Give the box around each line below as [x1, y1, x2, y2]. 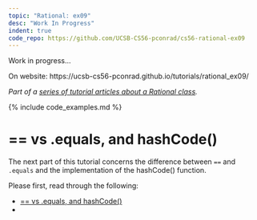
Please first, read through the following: [8, 181, 139, 190]
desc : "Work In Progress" [8, 19, 94, 27]
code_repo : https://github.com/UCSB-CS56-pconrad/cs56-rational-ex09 [8, 34, 246, 42]
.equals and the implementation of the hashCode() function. [8, 166, 207, 175]
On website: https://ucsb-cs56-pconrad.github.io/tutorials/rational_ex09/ [8, 71, 250, 81]
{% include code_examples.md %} [8, 102, 122, 112]
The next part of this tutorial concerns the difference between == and [8, 157, 236, 166]
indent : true [8, 26, 52, 34]
